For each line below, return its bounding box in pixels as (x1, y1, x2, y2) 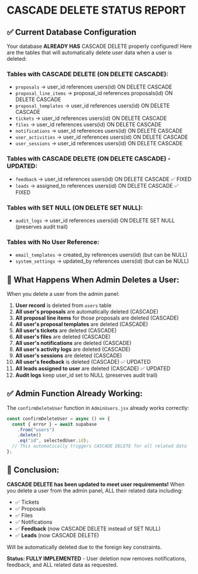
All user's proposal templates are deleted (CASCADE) (15, 321, 148, 328)
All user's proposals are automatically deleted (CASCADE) (15, 308, 159, 315)
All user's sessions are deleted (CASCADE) (15, 352, 122, 359)
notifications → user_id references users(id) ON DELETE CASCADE (15, 128, 183, 135)
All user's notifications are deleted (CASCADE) (15, 340, 132, 346)
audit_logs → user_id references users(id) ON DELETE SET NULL (15, 217, 175, 224)
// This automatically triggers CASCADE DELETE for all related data (12, 443, 187, 449)
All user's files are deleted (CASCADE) (15, 333, 111, 340)
